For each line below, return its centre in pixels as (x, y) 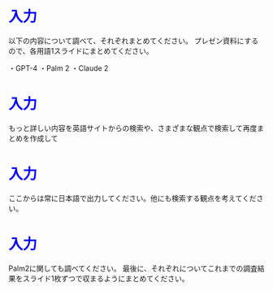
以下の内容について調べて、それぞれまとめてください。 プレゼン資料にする (133, 41)
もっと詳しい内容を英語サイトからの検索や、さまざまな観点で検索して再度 (133, 128)
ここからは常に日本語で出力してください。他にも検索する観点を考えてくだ (133, 198)
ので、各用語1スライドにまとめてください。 (81, 50)
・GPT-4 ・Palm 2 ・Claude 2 (58, 68)
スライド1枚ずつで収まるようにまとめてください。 (106, 278)
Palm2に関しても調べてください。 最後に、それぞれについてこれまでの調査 (133, 268)
